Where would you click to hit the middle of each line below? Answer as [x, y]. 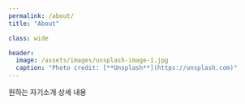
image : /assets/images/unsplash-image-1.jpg [92, 61]
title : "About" [34, 24]
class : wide [28, 38]
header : [21, 53]
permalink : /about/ [41, 16]
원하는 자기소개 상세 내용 [47, 92]
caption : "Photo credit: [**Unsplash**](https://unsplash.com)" [127, 68]
